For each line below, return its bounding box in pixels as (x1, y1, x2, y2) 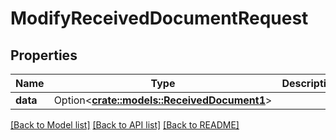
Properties (10, 47, 78, 64)
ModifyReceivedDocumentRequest (10, 7, 309, 30)
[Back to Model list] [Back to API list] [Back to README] (10, 119, 240, 131)
